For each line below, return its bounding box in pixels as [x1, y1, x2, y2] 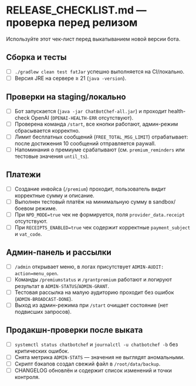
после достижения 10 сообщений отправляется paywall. [14, 140, 156, 147]
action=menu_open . [14, 269, 59, 276]
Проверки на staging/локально [6, 92, 126, 102]
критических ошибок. [14, 347, 69, 354]
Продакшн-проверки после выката [6, 325, 143, 335]
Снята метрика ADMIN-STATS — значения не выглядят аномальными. [14, 353, 185, 361]
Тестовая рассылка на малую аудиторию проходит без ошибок [14, 289, 174, 296]
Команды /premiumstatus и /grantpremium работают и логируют [14, 276, 172, 283]
